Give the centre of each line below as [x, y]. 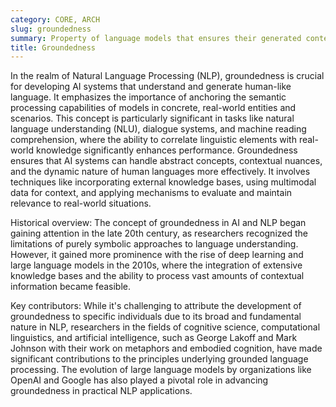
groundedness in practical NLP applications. [101, 391]
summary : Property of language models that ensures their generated [156, 38]
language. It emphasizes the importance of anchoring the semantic [148, 97]
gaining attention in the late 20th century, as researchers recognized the [159, 233]
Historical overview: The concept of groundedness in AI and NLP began [158, 223]
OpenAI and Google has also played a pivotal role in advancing [139, 380]
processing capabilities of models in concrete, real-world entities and [153, 108]
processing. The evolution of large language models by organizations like [161, 370]
